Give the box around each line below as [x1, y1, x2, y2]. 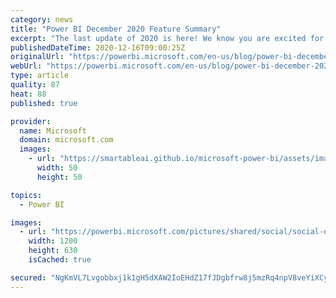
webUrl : [10, 61, 43, 71]
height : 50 [36, 172, 83, 182]
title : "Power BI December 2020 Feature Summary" [10, 24, 222, 34]
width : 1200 [28, 236, 78, 246]
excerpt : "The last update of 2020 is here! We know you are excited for [10, 33, 325, 43]
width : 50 [36, 163, 78, 173]
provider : [10, 116, 52, 126]
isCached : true [28, 255, 92, 265]
